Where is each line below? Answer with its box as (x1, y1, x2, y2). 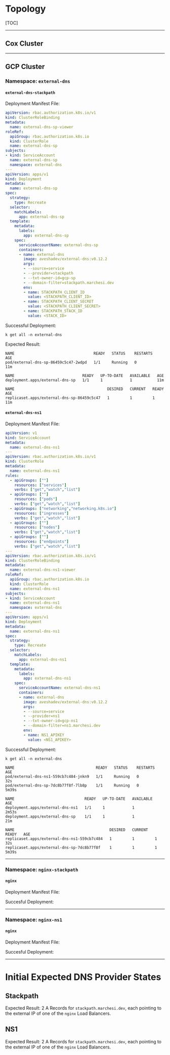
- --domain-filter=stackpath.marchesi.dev (23, 280, 114, 285)
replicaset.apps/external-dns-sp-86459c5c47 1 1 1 (5, 395, 155, 400)
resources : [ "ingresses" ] (14, 511, 69, 516)
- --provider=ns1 (23, 713, 60, 719)
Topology (5, 3, 46, 15)
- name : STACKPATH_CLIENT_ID (23, 290, 85, 295)
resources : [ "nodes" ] (14, 525, 60, 530)
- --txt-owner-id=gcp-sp (23, 275, 76, 281)
